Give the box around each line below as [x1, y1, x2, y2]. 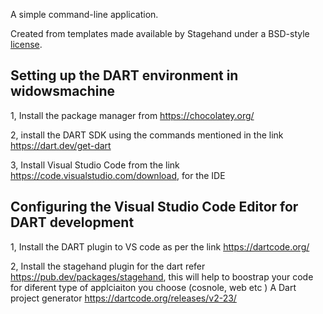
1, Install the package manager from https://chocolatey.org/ [10, 109, 255, 121]
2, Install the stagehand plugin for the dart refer [10, 260, 206, 272]
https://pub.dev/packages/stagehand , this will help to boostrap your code [10, 270, 314, 283]
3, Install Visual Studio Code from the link [10, 159, 180, 171]
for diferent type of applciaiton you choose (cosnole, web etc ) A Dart [10, 281, 297, 293]
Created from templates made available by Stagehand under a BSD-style [10, 28, 310, 39]
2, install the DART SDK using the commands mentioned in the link [10, 129, 284, 141]
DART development [10, 214, 135, 231]
